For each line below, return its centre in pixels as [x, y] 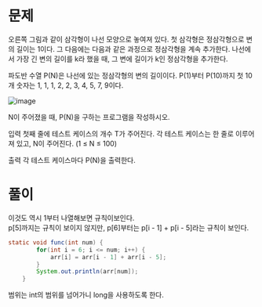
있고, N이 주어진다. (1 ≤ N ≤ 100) [67, 143]
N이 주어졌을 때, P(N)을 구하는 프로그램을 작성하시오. [89, 117]
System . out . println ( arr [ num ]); [87, 272]
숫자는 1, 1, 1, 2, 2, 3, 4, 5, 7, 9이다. [70, 85]
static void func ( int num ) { [56, 242]
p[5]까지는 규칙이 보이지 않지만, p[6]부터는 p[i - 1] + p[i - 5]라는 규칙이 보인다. [129, 227]
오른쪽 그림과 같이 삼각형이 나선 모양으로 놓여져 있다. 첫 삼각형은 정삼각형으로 [126, 39]
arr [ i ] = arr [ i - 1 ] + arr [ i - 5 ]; [108, 257]
